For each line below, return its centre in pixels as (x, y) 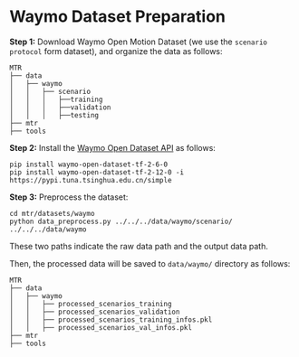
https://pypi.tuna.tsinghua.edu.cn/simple (91, 180)
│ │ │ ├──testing (54, 115)
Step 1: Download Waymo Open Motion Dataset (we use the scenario (138, 42)
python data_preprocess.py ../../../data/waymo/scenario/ (121, 221)
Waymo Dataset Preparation (118, 17)
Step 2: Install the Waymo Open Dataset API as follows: (112, 147)
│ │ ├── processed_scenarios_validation (95, 312)
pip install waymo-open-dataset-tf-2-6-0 (89, 164)
